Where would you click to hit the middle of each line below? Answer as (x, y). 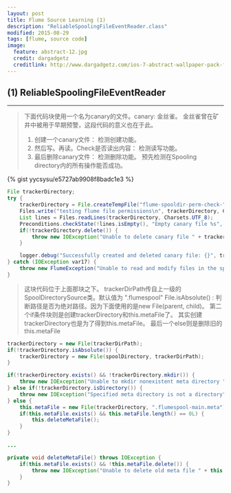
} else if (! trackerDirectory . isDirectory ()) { (75, 388)
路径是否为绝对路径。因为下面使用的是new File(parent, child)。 (119, 306)
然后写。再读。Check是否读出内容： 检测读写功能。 (107, 148)
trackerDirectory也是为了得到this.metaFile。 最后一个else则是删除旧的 (123, 323)
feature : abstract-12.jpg (51, 52)
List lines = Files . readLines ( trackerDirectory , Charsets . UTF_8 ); (117, 218)
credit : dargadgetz (41, 59)
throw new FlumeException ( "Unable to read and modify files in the (118, 269)
